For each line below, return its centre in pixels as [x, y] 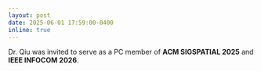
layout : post [29, 15]
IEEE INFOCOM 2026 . [44, 60]
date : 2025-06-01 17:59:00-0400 [61, 23]
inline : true [29, 30]
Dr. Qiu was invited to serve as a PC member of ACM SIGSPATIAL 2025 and [131, 52]
